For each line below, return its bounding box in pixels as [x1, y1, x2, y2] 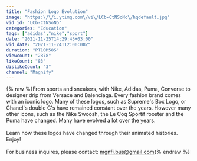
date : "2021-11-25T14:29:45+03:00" [6, 36, 94, 42]
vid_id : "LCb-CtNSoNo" [6, 20, 62, 25]
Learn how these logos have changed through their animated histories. [6, 130, 178, 137]
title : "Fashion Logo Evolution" [6, 8, 88, 15]
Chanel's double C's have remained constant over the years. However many [6, 104, 191, 111]
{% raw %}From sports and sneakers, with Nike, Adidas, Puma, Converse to [6, 85, 191, 92]
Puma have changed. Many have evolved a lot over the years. [6, 117, 156, 124]
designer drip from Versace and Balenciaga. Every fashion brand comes [6, 92, 181, 99]
